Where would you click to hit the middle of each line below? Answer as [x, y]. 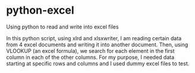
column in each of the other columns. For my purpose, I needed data [90, 57]
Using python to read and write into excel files [62, 27]
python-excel [40, 10]
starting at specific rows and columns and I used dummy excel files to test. [98, 64]
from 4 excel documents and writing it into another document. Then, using [97, 45]
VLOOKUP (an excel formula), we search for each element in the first [90, 50]
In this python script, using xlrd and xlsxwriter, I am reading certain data [94, 38]
